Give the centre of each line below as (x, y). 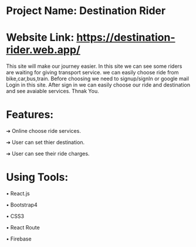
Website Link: (40, 38)
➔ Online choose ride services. (43, 131)
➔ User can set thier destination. (45, 142)
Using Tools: (37, 177)
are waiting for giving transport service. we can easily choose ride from (92, 73)
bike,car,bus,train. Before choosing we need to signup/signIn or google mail (98, 79)
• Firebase (19, 239)
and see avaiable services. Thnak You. (53, 91)
